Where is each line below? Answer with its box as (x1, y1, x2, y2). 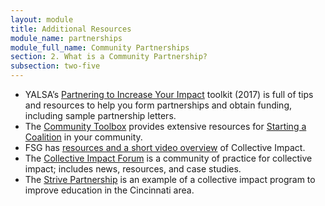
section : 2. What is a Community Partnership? (10, 52, 208, 62)
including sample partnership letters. (24, 110, 177, 121)
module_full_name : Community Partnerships (10, 42, 190, 53)
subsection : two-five (10, 61, 101, 71)
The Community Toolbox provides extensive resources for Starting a (24, 121, 307, 132)
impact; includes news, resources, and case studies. (24, 163, 242, 175)
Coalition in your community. (24, 131, 143, 143)
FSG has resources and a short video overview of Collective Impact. (24, 142, 306, 153)
